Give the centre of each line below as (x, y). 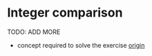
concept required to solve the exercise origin (81, 45)
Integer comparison (65, 13)
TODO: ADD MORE (34, 32)
